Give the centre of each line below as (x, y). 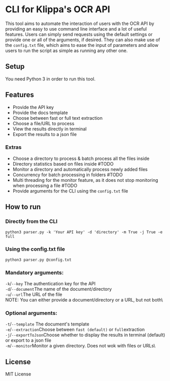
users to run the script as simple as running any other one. (67, 50)
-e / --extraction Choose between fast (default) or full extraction (75, 330)
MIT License (18, 374)
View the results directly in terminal (50, 129)
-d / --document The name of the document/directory (59, 289)
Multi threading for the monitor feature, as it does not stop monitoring (85, 180)
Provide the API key (33, 107)
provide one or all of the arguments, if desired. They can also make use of (83, 40)
